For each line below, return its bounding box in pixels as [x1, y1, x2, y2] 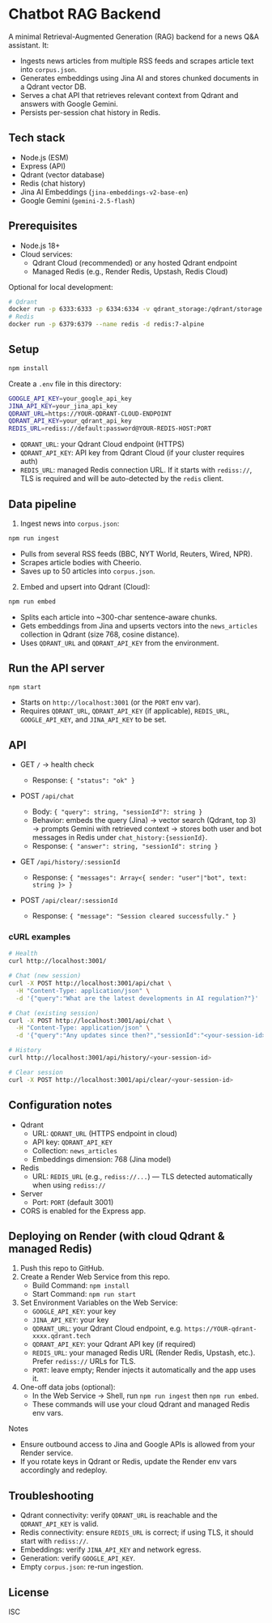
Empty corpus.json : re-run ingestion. [19, 1562, 144, 1572]
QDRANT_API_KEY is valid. [19, 1519, 99, 1529]
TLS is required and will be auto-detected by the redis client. [19, 474, 224, 483]
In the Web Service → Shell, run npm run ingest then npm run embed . [32, 1391, 259, 1401]
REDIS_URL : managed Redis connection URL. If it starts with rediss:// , [19, 465, 253, 475]
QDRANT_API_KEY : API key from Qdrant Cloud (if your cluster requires [19, 448, 245, 458]
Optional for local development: [8, 282, 113, 292]
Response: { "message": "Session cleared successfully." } [32, 911, 237, 921]
